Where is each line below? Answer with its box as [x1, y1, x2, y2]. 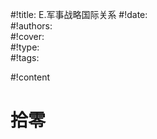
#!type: [10, 41, 40, 53]
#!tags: [10, 52, 40, 63]
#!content [10, 71, 51, 83]
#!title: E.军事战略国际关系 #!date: [10, 9, 148, 20]
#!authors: [10, 20, 53, 32]
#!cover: [10, 31, 45, 42]
